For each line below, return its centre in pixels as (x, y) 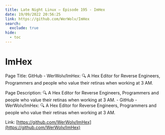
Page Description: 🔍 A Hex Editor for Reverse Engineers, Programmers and (82, 92)
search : (13, 23)
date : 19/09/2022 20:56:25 (33, 14)
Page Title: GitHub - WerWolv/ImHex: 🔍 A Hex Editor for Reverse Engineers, (83, 76)
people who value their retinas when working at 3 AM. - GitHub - (71, 100)
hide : (11, 33)
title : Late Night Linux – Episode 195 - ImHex (55, 10)
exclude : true (24, 28)
